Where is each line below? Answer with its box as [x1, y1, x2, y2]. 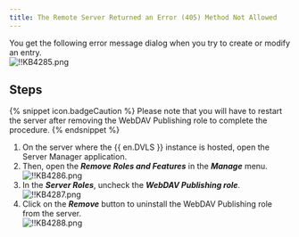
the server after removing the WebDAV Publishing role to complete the [9, 115, 268, 126]
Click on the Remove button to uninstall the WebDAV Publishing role [21, 199, 272, 209]
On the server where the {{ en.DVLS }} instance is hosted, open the [21, 142, 270, 152]
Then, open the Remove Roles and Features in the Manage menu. [21, 161, 268, 172]
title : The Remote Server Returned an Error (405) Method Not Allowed [9, 12, 278, 22]
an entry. [9, 46, 42, 58]
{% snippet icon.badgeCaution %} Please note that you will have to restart [9, 106, 283, 117]
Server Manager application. [21, 151, 128, 162]
